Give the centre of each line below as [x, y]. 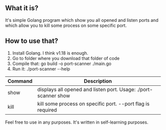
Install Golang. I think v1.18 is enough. [50, 53]
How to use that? [32, 41]
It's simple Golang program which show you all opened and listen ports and [82, 20]
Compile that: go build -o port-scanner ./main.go [62, 64]
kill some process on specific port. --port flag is [93, 104]
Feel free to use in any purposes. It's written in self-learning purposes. [77, 122]
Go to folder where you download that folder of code [66, 58]
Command [20, 81]
